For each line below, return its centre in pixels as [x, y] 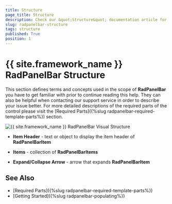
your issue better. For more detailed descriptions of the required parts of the [86, 105]
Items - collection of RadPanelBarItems [55, 152]
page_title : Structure [30, 15]
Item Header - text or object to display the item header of [74, 136]
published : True [23, 34]
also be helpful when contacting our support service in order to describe [82, 100]
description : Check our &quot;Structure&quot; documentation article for [86, 20]
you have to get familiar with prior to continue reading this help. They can [83, 95]
